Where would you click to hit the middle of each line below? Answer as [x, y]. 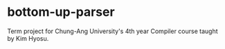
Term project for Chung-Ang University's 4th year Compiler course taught [112, 31]
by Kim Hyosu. [28, 38]
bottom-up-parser [61, 12]
